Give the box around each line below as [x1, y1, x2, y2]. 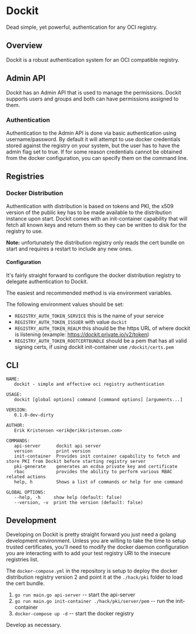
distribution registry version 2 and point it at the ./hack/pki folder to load [6, 573, 183, 580]
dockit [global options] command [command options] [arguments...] [14, 396, 183, 402]
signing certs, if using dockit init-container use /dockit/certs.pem [14, 343, 174, 351]
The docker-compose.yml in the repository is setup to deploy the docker [6, 568, 178, 575]
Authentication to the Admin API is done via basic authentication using [6, 129, 177, 136]
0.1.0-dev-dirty [14, 412, 54, 418]
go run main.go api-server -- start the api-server [14, 591, 135, 598]
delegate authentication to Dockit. [6, 278, 88, 285]
